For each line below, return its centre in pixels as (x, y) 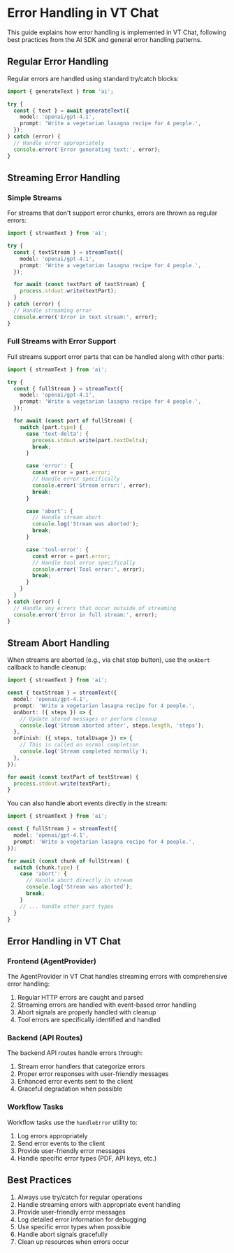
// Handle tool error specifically (84, 562)
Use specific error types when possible (74, 1226)
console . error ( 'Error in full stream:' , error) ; (86, 615)
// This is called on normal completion (79, 745)
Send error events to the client (61, 1143)
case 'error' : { (49, 466)
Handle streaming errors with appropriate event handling (99, 1204)
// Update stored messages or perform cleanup (89, 718)
